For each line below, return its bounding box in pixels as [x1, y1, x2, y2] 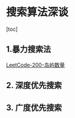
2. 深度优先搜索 [6, 80, 62, 91]
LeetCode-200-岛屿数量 [6, 61, 65, 69]
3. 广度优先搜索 [6, 103, 62, 113]
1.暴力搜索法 [6, 44, 51, 54]
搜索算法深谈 [6, 5, 69, 19]
